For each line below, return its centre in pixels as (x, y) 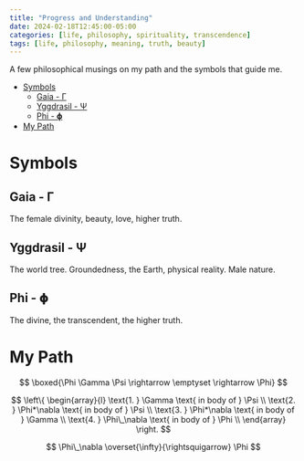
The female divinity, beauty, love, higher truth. (96, 219)
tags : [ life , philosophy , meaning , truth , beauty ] (108, 43)
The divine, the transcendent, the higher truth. (96, 320)
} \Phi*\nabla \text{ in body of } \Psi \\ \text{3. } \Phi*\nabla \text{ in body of (153, 409)
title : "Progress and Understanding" (81, 18)
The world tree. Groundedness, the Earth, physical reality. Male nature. (142, 269)
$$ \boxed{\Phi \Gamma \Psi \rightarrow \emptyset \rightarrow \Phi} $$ (153, 382)
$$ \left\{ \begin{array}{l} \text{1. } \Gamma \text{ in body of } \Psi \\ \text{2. (153, 400)
